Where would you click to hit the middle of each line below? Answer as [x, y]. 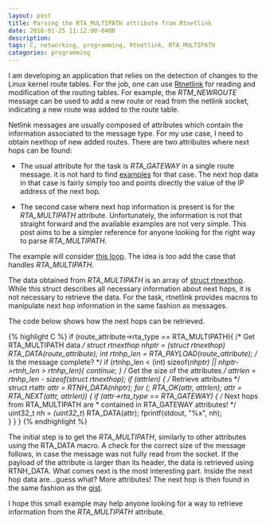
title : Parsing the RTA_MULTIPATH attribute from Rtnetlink [110, 23]
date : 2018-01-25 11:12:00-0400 [62, 30]
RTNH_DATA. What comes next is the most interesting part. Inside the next [131, 471]
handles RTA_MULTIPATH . [51, 265]
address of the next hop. [60, 191]
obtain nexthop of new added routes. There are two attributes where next [129, 142]
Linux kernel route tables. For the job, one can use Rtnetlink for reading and [132, 84]
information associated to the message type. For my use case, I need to [126, 133]
